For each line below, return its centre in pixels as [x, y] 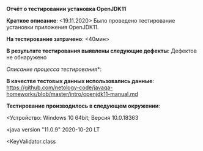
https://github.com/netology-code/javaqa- [60, 87]
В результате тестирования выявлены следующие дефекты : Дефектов [102, 51]
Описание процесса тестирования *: [54, 69]
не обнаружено [27, 57]
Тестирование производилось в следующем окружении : [83, 106]
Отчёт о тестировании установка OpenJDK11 [66, 9]
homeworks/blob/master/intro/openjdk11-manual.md [72, 94]
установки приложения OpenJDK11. [53, 27]
